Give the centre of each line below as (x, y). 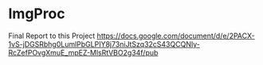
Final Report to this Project (52, 36)
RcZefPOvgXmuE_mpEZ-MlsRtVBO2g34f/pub (83, 52)
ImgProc (37, 14)
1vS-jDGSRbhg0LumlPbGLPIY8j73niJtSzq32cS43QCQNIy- (104, 44)
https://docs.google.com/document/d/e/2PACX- (176, 36)
